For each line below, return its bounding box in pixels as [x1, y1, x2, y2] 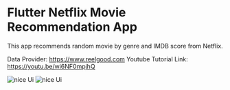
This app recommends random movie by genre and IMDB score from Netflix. [7, 42, 223, 50]
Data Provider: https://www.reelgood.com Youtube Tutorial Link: [7, 55, 189, 63]
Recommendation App [7, 19, 137, 35]
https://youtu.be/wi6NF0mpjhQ [7, 62, 95, 70]
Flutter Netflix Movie [7, 5, 126, 20]
